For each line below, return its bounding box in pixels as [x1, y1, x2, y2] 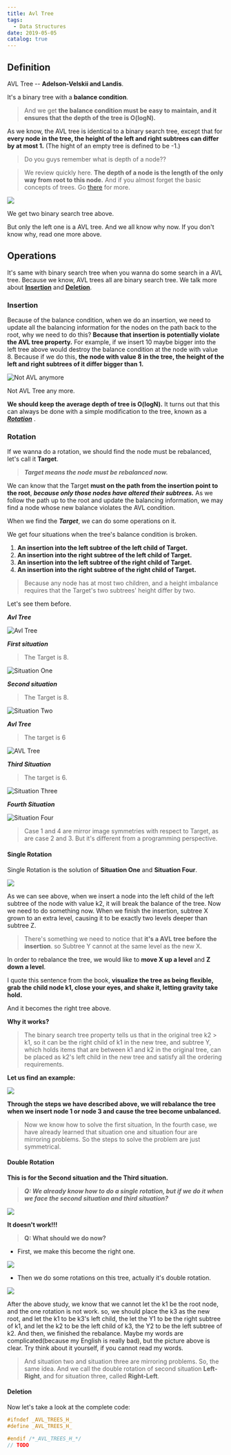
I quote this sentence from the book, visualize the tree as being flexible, [7, 976, 214, 984]
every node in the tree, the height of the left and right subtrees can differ [7, 134, 219, 142]
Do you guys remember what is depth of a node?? [23, 155, 167, 163]
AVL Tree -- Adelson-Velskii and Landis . [7, 79, 124, 88]
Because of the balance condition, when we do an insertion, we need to [7, 316, 211, 324]
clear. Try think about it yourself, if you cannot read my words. [7, 1343, 184, 1352]
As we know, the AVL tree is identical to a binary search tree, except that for [7, 127, 223, 135]
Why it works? [7, 1017, 50, 1025]
